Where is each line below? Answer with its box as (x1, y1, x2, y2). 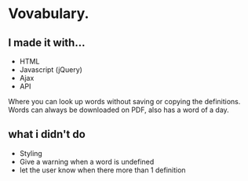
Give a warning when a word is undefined (19, 157, 155, 166)
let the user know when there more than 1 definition (19, 165, 186, 175)
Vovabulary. (8, 5, 89, 23)
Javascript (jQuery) (19, 65, 82, 74)
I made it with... (8, 36, 86, 49)
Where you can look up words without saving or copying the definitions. (8, 97, 241, 106)
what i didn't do (8, 128, 86, 141)
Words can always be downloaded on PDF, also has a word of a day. (8, 105, 229, 114)
